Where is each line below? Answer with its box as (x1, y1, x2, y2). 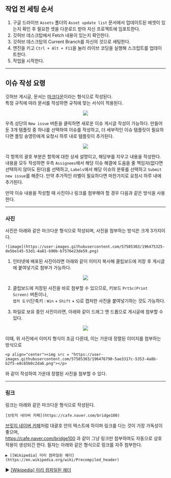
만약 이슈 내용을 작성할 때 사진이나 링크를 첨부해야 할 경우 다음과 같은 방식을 (5, 189, 156, 196)
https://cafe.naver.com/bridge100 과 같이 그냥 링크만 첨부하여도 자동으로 (5, 436, 153, 442)
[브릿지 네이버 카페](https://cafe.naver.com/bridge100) (5, 413, 120, 418)
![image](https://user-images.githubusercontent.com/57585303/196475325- (5, 244, 165, 249)
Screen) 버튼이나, (12, 291, 48, 297)
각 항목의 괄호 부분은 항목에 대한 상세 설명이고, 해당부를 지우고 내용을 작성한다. (5, 153, 161, 159)
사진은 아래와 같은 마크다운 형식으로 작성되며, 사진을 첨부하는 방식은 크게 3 (5, 227, 154, 233)
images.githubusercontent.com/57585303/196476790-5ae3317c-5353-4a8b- (5, 356, 158, 362)
